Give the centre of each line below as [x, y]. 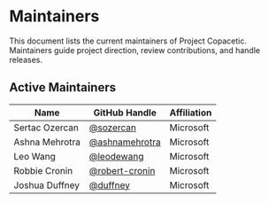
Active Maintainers [63, 87]
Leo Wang [35, 156]
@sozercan [113, 128]
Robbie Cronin [43, 170]
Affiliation [191, 113]
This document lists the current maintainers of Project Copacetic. [128, 41]
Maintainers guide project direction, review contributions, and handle [135, 50]
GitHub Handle [125, 113]
